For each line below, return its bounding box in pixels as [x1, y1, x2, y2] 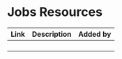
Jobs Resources [7, 4, 103, 20]
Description [31, 29, 72, 39]
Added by [78, 29, 112, 39]
